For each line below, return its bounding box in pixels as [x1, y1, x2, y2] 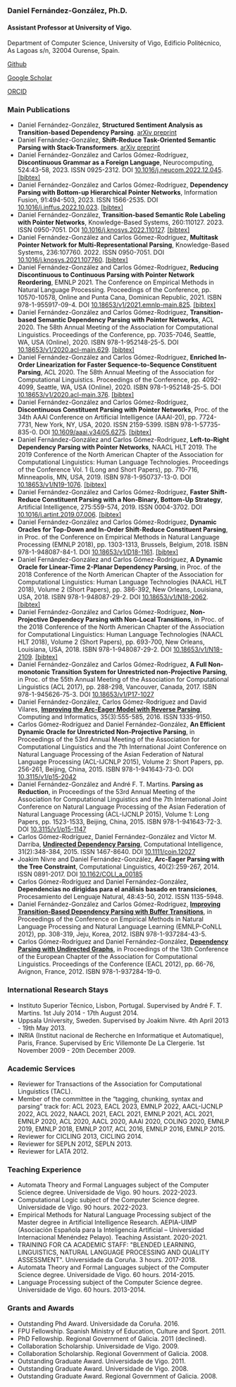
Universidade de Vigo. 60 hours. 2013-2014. [17, 1285, 146, 1294]
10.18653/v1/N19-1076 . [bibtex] [17, 480, 107, 489]
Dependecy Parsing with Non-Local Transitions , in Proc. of [49, 616, 224, 624]
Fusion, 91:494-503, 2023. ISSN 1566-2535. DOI [17, 196, 159, 204]
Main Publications [7, 105, 70, 115]
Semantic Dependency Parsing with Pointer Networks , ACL [37, 316, 215, 324]
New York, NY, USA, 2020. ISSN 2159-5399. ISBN [34, 420, 179, 429]
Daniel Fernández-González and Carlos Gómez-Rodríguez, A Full [17, 660, 207, 668]
